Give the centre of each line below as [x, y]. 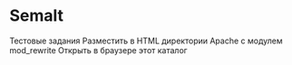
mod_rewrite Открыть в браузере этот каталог [98, 50]
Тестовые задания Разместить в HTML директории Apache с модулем [146, 41]
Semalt [37, 16]
